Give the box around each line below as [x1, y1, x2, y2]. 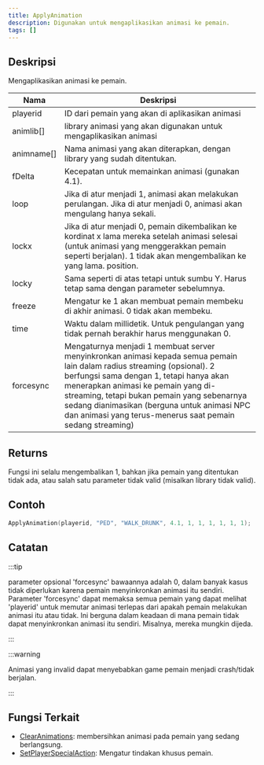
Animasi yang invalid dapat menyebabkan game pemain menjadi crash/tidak [8, 664, 255, 674]
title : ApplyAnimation [8, 11, 82, 20]
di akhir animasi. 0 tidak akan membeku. [64, 306, 213, 317]
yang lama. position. [64, 260, 139, 271]
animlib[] [12, 126, 46, 137]
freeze [12, 300, 37, 311]
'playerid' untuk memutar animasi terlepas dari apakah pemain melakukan [8, 602, 247, 612]
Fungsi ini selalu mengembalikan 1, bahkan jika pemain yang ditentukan [8, 467, 239, 476]
